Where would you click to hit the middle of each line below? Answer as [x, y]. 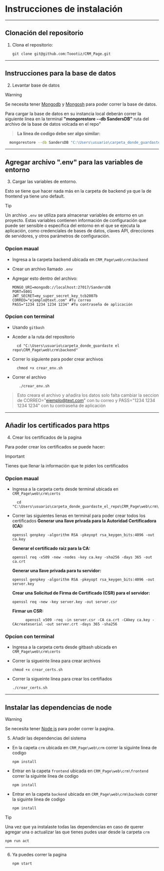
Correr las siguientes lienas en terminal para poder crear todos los [79, 515]
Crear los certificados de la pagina [47, 437]
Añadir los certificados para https [57, 426]
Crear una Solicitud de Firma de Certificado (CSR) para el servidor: [81, 593]
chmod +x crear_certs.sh [37, 670]
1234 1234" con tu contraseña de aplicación [61, 405]
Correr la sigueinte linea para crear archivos [56, 661]
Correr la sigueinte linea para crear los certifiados [62, 679]
